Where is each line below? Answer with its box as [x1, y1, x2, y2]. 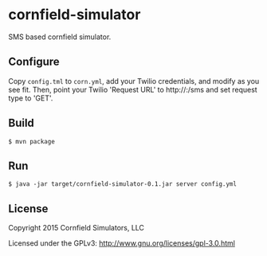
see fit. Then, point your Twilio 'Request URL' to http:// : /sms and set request [8, 85, 257, 94]
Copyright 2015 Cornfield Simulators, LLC [8, 223, 145, 233]
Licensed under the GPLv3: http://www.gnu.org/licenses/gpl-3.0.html [8, 238, 235, 248]
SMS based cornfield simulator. [8, 32, 112, 41]
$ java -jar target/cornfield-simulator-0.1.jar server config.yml [8, 180, 238, 188]
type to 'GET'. [8, 93, 53, 103]
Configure [8, 55, 60, 69]
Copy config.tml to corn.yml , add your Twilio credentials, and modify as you [8, 76, 260, 85]
